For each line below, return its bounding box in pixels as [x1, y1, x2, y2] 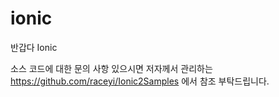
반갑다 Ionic [10, 41, 58, 53]
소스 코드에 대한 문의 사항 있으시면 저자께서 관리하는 [10, 62, 213, 74]
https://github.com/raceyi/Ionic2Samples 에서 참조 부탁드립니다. [10, 75, 270, 87]
